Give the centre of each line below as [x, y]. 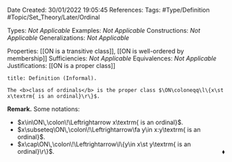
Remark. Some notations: [43, 109]
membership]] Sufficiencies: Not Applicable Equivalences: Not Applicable [112, 58]
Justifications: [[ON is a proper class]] [61, 66]
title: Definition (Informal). [52, 78]
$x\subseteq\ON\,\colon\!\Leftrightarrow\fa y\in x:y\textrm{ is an [109, 129]
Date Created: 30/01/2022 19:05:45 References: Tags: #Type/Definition [108, 10]
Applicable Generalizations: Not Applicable [68, 38]
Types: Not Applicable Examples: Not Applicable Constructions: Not [104, 31]
